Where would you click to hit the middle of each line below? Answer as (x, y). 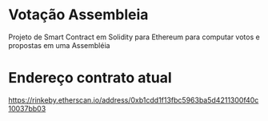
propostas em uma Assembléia (59, 45)
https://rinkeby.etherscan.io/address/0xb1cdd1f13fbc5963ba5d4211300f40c (134, 100)
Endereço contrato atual (90, 78)
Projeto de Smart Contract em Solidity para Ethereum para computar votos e (134, 37)
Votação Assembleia (78, 15)
